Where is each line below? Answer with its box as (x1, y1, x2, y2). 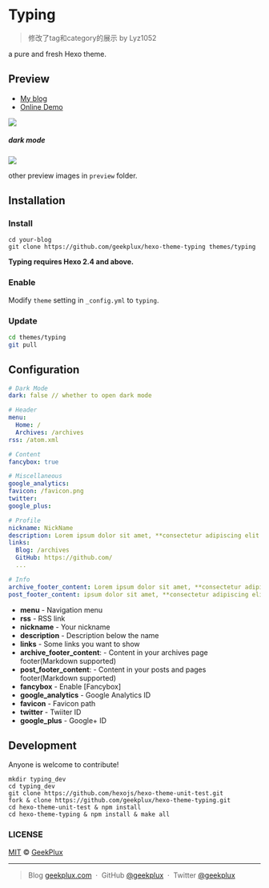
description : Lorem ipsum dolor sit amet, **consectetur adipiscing (8, 531, 242, 540)
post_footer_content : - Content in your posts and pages (19, 665, 207, 674)
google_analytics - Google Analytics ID (19, 690, 151, 700)
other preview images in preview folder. (8, 171, 138, 180)
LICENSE (8, 829, 44, 840)
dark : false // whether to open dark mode (8, 392, 152, 400)
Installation (8, 194, 66, 207)
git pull (8, 340, 38, 349)
